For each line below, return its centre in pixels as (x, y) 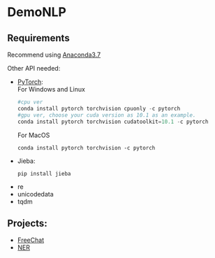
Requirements (38, 38)
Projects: (27, 223)
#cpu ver (30, 102)
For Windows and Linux (51, 89)
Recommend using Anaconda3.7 (54, 55)
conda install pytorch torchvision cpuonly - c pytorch (99, 108)
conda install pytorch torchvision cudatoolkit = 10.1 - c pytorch (113, 122)
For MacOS (34, 135)
